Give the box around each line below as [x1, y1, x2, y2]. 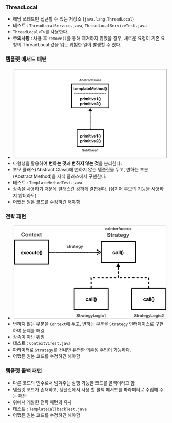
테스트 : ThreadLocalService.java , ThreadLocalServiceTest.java [12, 22, 147, 29]
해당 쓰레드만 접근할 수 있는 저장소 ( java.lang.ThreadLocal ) [12, 16, 135, 22]
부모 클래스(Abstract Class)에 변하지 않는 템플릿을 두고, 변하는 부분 [12, 167, 149, 173]
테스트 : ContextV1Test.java [12, 340, 71, 347]
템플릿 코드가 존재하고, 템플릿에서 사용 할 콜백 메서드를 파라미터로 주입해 [12, 386, 158, 392]
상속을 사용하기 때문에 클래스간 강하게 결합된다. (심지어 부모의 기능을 [12, 186, 150, 192]
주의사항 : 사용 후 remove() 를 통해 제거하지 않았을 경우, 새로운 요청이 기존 [12, 35, 160, 42]
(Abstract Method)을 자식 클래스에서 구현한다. [12, 173, 107, 179]
